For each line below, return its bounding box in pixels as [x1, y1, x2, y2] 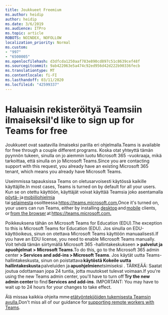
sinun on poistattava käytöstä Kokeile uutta [41, 257, 131, 263]
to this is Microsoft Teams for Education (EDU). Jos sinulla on [5, 225, 132, 231]
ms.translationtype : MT [5, 68, 55, 73]
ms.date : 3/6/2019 [5, 21, 44, 27]
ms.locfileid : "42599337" [5, 82, 59, 87]
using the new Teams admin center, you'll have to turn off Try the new [5, 273, 150, 279]
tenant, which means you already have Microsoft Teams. [5, 168, 122, 174]
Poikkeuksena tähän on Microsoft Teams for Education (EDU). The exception [5, 220, 162, 226]
